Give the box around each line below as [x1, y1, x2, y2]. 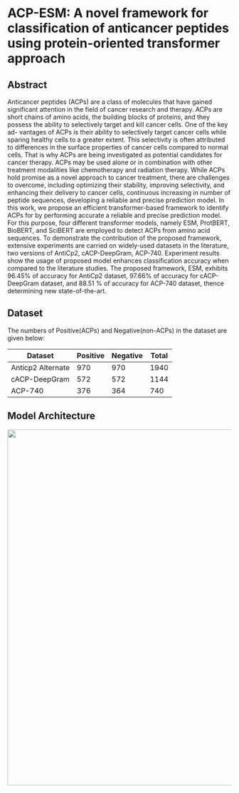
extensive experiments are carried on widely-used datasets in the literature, [7, 241, 229, 250]
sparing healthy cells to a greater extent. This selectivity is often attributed [7, 135, 225, 144]
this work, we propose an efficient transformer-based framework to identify [7, 204, 229, 211]
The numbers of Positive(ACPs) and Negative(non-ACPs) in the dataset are [7, 326, 228, 335]
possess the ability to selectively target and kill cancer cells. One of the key [7, 120, 228, 129]
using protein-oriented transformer [7, 36, 221, 51]
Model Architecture [7, 410, 96, 422]
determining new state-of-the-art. [7, 287, 107, 295]
